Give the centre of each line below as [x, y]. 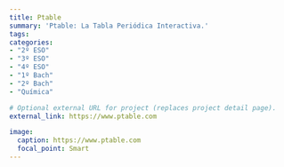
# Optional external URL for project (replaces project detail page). [143, 107]
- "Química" [31, 91]
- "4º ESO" [29, 68]
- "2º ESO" [29, 51]
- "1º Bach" [31, 76]
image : [21, 132]
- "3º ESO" [29, 59]
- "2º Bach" [31, 83]
